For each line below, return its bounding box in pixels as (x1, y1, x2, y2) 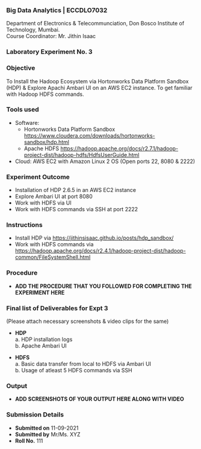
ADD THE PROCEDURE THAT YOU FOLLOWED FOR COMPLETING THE (14, 282, 192, 290)
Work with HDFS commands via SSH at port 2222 (14, 206, 138, 213)
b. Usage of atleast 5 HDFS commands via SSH (14, 367, 132, 374)
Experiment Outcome (6, 173, 70, 181)
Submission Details (6, 410, 64, 419)
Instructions (6, 221, 43, 229)
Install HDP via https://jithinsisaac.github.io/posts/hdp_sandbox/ (14, 234, 174, 241)
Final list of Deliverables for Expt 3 (6, 304, 108, 312)
